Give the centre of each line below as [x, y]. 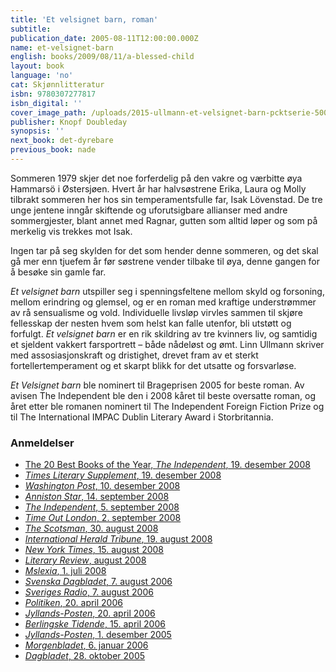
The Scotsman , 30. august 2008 [91, 528]
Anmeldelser [42, 443]
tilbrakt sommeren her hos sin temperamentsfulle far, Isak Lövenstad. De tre [166, 199]
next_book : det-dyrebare [62, 141]
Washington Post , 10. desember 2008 [102, 486]
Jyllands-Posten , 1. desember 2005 [98, 635]
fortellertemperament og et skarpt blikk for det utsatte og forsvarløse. [153, 365]
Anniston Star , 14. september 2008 [97, 497]
